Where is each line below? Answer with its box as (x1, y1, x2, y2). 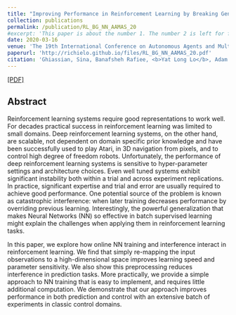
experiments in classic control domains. (7, 300, 122, 308)
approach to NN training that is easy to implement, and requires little (7, 277, 205, 285)
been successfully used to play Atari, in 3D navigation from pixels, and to (7, 144, 219, 153)
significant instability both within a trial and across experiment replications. (7, 174, 224, 183)
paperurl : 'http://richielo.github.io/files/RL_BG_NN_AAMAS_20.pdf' (7, 50, 212, 57)
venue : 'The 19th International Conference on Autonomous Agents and (7, 43, 216, 50)
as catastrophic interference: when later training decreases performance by (7, 196, 227, 205)
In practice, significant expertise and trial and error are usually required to (7, 181, 221, 190)
